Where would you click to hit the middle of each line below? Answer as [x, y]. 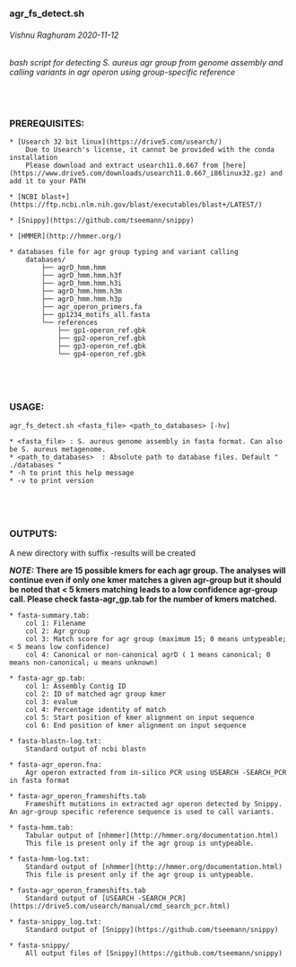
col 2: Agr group [58, 631]
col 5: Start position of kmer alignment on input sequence [140, 718]
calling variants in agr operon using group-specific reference [122, 72]
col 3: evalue [52, 702]
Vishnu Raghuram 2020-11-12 [64, 35]
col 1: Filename [56, 624]
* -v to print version [52, 480]
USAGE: [27, 407]
